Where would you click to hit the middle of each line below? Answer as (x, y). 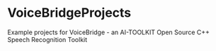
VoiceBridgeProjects (69, 13)
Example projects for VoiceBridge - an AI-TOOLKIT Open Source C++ (109, 32)
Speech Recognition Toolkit (47, 39)
